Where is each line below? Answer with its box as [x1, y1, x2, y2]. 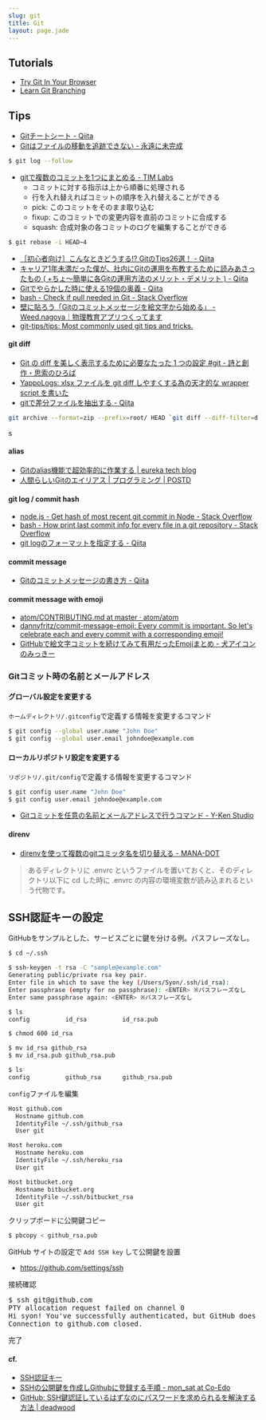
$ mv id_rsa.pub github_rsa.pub [8, 1051, 115, 1060]
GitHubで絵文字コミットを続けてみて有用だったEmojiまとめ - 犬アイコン [19, 639, 256, 648]
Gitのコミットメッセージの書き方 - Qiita [19, 576, 150, 585]
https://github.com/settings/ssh [19, 1263, 124, 1273]
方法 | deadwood [19, 1402, 76, 1413]
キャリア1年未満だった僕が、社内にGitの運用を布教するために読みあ [19, 263, 241, 273]
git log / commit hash [8, 494, 80, 504]
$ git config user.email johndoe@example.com [8, 795, 162, 803]
